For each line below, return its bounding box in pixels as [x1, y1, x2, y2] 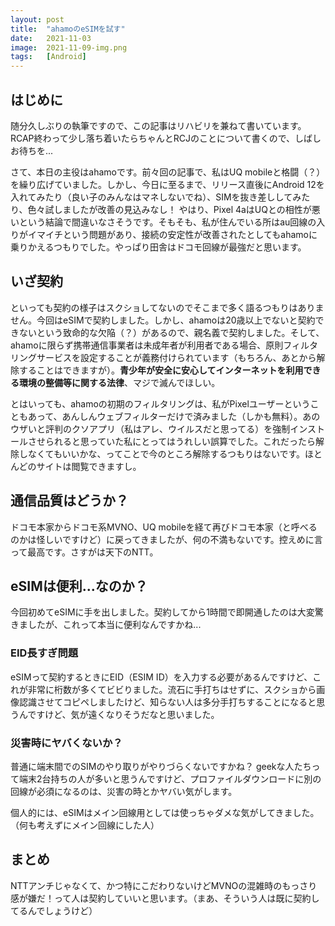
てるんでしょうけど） [10, 904, 98, 916]
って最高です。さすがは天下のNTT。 [10, 546, 159, 558]
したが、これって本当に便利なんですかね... [27, 619, 202, 631]
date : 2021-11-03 [10, 33, 92, 43]
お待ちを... [10, 144, 54, 156]
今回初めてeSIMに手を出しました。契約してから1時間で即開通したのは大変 [10, 606, 315, 618]
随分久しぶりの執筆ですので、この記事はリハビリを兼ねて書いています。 [10, 119, 307, 131]
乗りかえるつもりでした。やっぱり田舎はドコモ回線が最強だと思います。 [10, 241, 307, 253]
